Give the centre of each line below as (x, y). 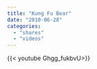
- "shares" (29, 32)
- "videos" (29, 39)
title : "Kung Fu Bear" (39, 13)
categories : (24, 26)
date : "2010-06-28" (35, 20)
